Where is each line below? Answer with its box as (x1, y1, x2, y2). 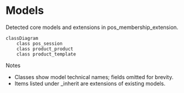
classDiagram (5, 35, 39, 41)
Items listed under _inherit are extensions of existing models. (14, 80, 166, 87)
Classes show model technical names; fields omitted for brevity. (14, 73, 174, 80)
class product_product (16, 46, 74, 52)
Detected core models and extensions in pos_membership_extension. (5, 24, 179, 31)
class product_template (16, 51, 77, 57)
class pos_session (16, 40, 63, 46)
